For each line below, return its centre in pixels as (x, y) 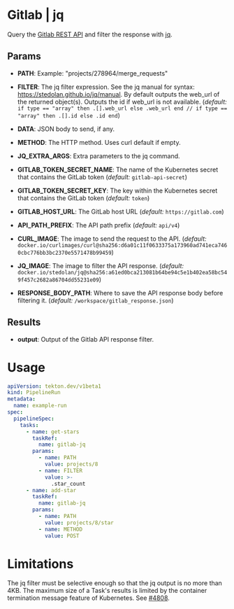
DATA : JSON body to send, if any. (66, 129)
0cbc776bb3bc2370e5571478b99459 (64, 253)
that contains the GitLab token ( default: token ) (83, 198)
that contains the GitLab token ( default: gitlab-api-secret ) (102, 177)
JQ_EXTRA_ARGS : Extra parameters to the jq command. (98, 156)
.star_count (68, 484)
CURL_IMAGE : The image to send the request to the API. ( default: (112, 239)
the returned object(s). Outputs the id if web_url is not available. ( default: (122, 101)
